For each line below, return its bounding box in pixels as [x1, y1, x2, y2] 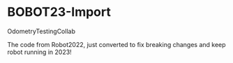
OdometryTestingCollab [7, 27, 75, 35]
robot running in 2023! [7, 48, 72, 56]
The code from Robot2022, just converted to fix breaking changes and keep [7, 40, 226, 48]
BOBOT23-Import [7, 4, 112, 20]
